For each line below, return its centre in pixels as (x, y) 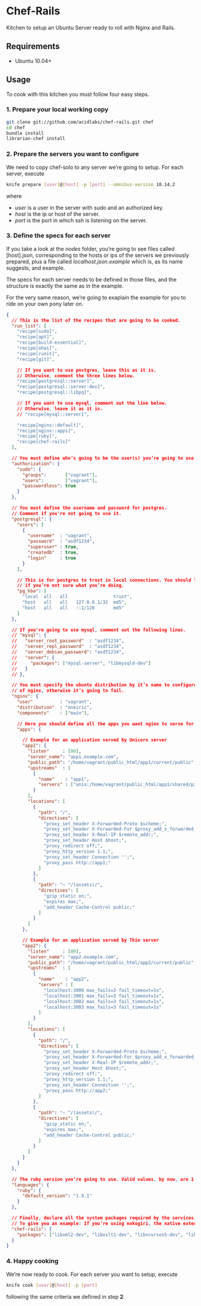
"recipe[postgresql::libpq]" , (55, 393)
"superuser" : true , (53, 547)
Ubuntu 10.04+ (33, 60)
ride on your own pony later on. (45, 304)
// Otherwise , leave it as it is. (60, 408)
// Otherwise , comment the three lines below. (76, 375)
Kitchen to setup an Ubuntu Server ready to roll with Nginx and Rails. (91, 28)
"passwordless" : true (49, 486)
